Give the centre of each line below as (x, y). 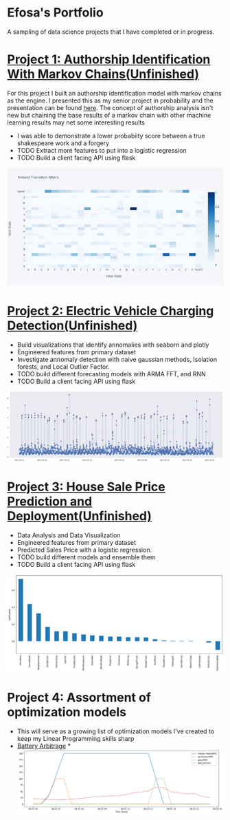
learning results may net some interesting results (76, 122)
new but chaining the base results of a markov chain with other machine (109, 115)
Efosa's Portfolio (56, 13)
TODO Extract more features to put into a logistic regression (102, 150)
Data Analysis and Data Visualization (69, 535)
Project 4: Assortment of (79, 698)
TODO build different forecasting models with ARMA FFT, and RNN (111, 374)
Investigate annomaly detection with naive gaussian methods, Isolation (117, 359)
